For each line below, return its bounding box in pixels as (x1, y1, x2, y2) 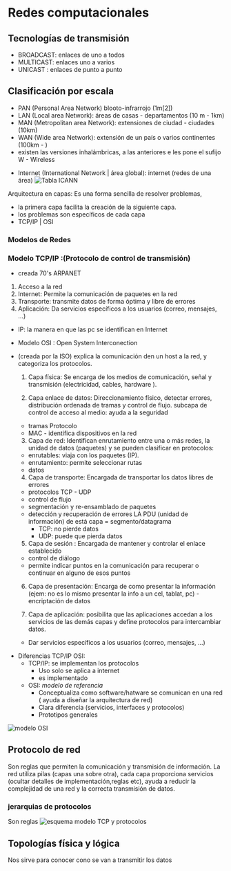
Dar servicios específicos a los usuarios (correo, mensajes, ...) (28, 639, 205, 647)
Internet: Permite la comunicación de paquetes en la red (17, 290, 178, 298)
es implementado (38, 674, 88, 682)
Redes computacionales (8, 5, 150, 21)
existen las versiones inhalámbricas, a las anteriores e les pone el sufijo (17, 147, 221, 156)
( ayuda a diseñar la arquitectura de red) (38, 696, 153, 704)
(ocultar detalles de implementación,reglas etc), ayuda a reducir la (8, 777, 196, 785)
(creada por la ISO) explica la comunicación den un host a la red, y (17, 352, 208, 360)
